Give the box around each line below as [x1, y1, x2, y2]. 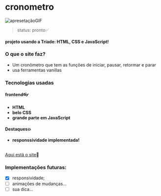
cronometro [5, 1, 54, 13]
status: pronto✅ [17, 27, 49, 33]
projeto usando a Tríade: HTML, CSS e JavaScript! [5, 39, 109, 44]
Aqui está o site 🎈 [5, 152, 39, 158]
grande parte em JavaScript [12, 114, 70, 121]
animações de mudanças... [12, 180, 67, 187]
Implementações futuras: [5, 164, 67, 171]
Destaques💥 [5, 126, 32, 132]
